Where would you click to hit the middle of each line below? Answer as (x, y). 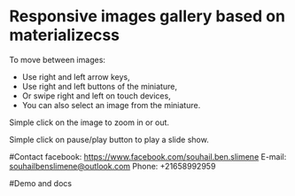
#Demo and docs (41, 183)
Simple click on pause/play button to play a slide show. (109, 139)
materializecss (65, 35)
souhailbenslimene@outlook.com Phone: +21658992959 (113, 166)
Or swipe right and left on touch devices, (96, 96)
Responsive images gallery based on (147, 16)
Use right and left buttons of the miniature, (99, 86)
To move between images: (58, 59)
